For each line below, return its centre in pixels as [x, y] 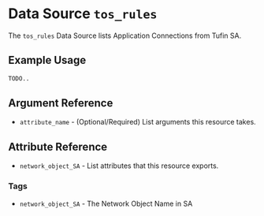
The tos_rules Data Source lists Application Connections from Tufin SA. [125, 35]
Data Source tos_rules [83, 14]
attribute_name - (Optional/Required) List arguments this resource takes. [138, 122]
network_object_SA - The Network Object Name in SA [106, 203]
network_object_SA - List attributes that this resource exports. [119, 166]
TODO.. [19, 78]
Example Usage [47, 60]
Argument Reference [61, 103]
